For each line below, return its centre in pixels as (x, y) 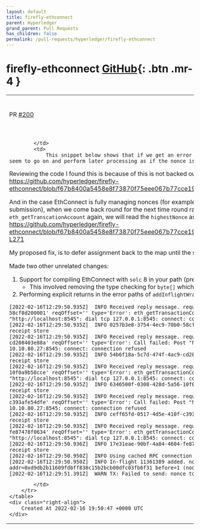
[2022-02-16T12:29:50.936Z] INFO (58, 444)
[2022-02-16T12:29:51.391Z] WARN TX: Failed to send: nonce (98, 473)
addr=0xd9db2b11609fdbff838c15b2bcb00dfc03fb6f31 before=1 (95, 467)
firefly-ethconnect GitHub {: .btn (87, 69)
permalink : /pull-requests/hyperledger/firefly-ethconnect (81, 39)
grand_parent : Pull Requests (42, 28)
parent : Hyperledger (32, 23)
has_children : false (32, 34)
